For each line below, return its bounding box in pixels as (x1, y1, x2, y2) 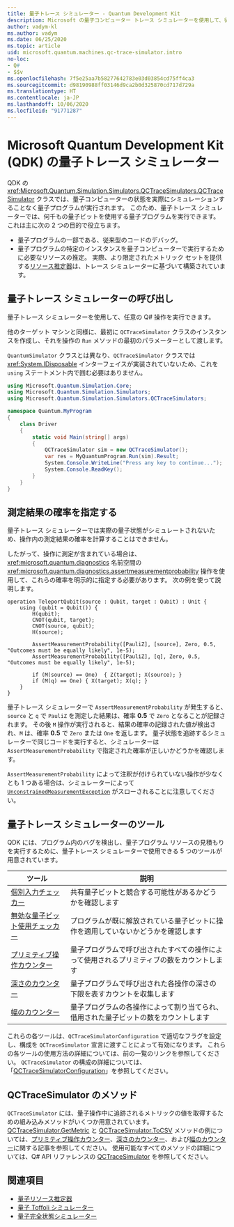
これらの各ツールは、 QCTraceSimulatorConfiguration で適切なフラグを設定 (7, 1032, 221, 1040)
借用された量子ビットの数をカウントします (70, 1013, 210, 1022)
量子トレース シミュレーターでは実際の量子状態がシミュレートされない (7, 526, 210, 535)
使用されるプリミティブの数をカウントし (83, 955, 216, 965)
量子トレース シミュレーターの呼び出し (7, 293, 174, 305)
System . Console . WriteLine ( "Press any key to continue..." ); (44, 460, 223, 467)
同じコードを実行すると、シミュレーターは (37, 737, 159, 746)
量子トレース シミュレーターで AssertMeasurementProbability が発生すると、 (7, 703, 227, 711)
